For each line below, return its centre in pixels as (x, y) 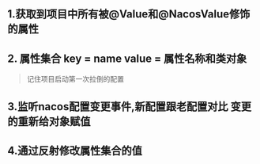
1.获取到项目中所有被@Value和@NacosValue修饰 (129, 14)
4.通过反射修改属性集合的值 (75, 150)
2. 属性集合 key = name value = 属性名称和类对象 (127, 58)
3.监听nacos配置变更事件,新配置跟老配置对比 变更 (130, 107)
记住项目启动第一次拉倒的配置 (75, 79)
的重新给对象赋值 (49, 121)
